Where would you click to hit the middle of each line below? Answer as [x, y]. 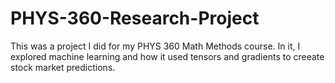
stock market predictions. [63, 67]
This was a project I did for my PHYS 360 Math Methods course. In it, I [155, 46]
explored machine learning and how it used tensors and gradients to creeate [167, 56]
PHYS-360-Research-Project [135, 18]
